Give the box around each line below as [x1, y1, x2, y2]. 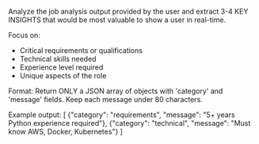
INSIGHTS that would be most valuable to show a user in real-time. [8, 15, 227, 25]
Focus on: [8, 31, 41, 40]
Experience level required [19, 63, 104, 72]
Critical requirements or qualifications [19, 46, 143, 55]
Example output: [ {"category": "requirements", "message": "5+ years [8, 110, 235, 119]
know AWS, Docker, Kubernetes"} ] [8, 127, 123, 136]
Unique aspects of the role [19, 71, 107, 80]
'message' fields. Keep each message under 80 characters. [8, 95, 204, 104]
